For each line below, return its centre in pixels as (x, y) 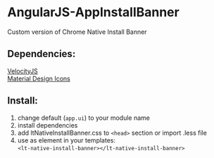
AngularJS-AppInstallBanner (93, 12)
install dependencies (48, 125)
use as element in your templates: (67, 140)
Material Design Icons (39, 78)
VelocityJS (23, 71)
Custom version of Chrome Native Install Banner (77, 32)
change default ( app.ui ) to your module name (83, 118)
